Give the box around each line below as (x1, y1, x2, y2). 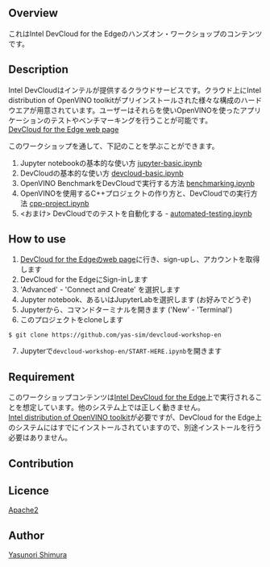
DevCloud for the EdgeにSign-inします (19, 275, 148, 284)
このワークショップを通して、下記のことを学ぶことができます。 (8, 141, 219, 151)
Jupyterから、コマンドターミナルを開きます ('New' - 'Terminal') (19, 305, 233, 315)
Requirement (8, 370, 75, 383)
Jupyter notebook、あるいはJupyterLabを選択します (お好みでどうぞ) (19, 295, 251, 304)
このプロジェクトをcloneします (19, 315, 124, 325)
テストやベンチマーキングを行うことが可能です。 (50, 115, 212, 125)
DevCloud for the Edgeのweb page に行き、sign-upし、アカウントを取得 (19, 255, 260, 264)
